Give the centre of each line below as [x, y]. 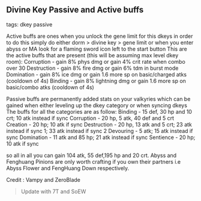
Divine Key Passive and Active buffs [75, 10]
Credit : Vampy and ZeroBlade [43, 179]
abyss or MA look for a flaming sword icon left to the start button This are [97, 49]
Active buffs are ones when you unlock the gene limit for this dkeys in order [100, 36]
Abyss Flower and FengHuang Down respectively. [68, 168]
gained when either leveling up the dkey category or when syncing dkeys [97, 105]
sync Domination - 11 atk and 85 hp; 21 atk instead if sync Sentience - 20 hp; [101, 137]
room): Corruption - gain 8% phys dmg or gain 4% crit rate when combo [96, 61]
